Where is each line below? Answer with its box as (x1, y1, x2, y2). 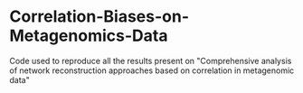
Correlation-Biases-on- (9, 6, 190, 27)
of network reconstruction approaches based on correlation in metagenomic (9, 65, 295, 76)
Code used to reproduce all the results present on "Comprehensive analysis (9, 55, 292, 66)
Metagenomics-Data (9, 25, 168, 46)
